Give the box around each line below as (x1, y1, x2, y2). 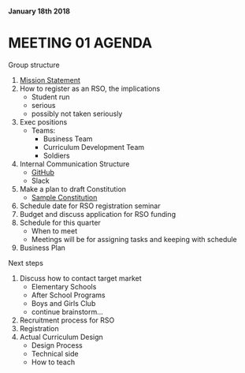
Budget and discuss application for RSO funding (19, 209, 176, 218)
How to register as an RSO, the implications (19, 84, 161, 93)
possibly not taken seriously (31, 109, 123, 118)
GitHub (31, 167, 55, 177)
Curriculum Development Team (43, 142, 145, 151)
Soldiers (43, 151, 70, 160)
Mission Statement (19, 75, 80, 84)
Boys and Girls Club (31, 298, 96, 308)
